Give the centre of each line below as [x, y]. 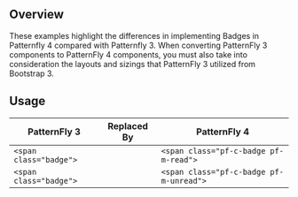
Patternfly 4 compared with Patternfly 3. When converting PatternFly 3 [138, 45]
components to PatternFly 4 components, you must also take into [129, 54]
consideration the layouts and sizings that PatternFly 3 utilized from [132, 64]
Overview [37, 15]
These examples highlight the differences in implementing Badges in [134, 35]
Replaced [128, 125]
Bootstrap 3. [32, 73]
